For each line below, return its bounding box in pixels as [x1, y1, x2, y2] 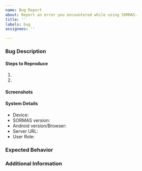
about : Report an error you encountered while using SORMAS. [5, 12, 138, 17]
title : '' [5, 17, 26, 22]
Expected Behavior [5, 146, 53, 153]
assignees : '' [5, 27, 36, 32]
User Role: [12, 134, 35, 140]
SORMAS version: [12, 117, 50, 124]
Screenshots [5, 89, 33, 95]
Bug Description [5, 48, 46, 55]
